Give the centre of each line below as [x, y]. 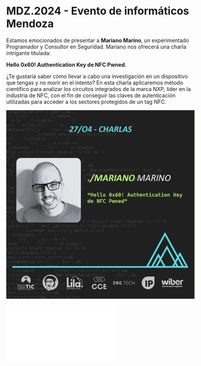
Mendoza [30, 24]
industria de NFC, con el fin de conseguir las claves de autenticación [91, 95]
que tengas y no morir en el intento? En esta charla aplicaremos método [95, 83]
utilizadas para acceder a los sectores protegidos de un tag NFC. [86, 102]
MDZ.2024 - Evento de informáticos [98, 11]
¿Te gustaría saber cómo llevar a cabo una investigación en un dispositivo [97, 76]
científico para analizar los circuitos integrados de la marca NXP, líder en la [99, 89]
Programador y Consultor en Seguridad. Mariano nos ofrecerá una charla [96, 47]
